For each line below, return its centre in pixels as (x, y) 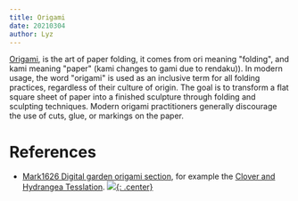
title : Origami (37, 17)
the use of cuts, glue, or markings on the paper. (97, 116)
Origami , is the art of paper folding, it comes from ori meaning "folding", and (149, 60)
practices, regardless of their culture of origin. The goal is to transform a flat (149, 88)
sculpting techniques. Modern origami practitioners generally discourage (143, 107)
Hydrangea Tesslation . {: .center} (87, 187)
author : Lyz (31, 34)
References (53, 152)
